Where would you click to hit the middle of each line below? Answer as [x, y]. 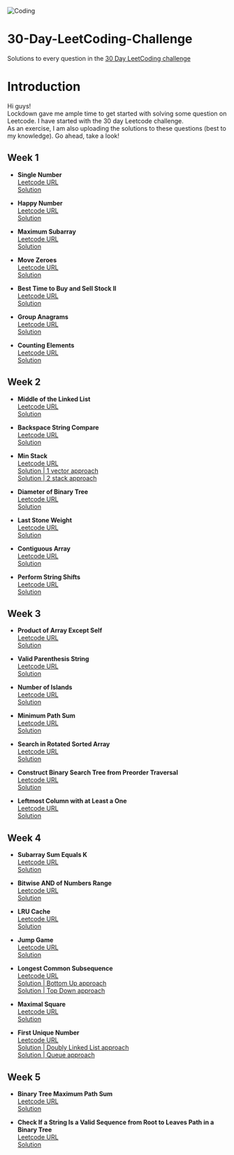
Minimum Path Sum [46, 716]
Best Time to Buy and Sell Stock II [67, 288]
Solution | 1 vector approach [58, 470]
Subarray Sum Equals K [52, 855]
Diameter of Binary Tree [53, 491]
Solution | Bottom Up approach [62, 984]
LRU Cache [34, 912]
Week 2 [24, 382]
